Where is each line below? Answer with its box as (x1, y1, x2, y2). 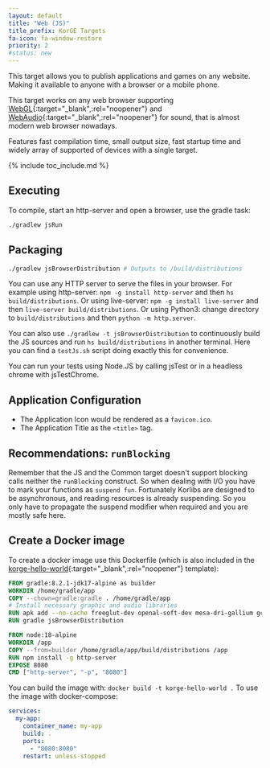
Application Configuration (8, 393, 142, 407)
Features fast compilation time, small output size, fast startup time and (8, 137, 241, 146)
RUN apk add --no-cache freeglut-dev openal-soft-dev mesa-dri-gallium (8, 609, 253, 618)
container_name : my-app (22, 722, 103, 730)
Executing (8, 184, 60, 198)
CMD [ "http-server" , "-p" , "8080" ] (8, 668, 128, 676)
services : (8, 707, 42, 716)
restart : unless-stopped (22, 752, 106, 760)
